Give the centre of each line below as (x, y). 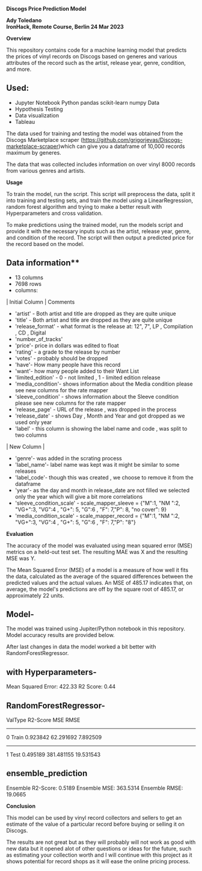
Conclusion (21, 806)
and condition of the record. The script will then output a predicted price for (100, 238)
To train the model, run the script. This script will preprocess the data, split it (101, 194)
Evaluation (20, 534)
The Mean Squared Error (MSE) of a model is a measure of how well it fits (97, 570)
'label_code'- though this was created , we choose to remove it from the (104, 477)
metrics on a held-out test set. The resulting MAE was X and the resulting (97, 552)
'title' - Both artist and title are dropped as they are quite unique (93, 320)
